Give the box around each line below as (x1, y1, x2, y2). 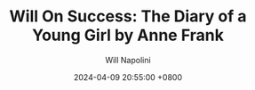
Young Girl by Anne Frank (31, 25, 225, 45)
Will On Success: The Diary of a (9, 6, 247, 27)
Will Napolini (105, 54, 151, 65)
